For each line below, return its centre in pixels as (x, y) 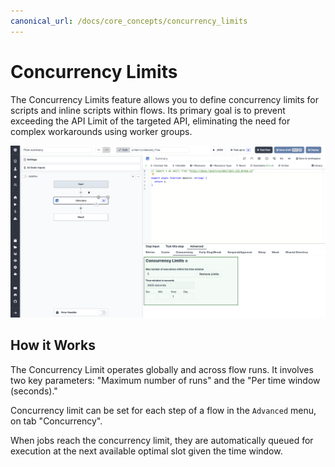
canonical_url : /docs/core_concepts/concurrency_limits (129, 21)
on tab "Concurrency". (56, 421)
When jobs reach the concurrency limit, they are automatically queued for (162, 440)
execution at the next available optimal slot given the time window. (146, 451)
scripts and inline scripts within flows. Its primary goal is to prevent (148, 110)
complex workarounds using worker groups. (101, 131)
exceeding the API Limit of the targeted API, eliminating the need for (150, 121)
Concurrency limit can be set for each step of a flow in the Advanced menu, (163, 410)
